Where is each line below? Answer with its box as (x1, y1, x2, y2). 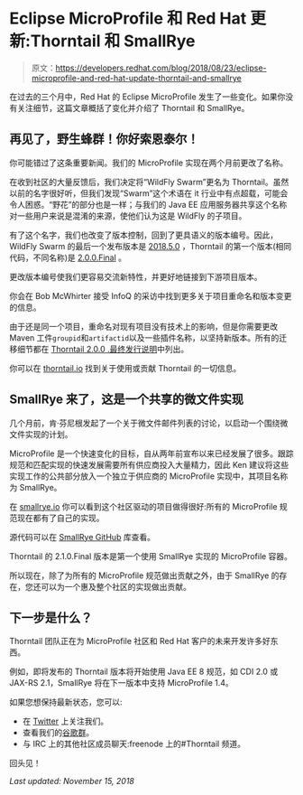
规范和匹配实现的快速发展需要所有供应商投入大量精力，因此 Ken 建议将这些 (9, 459, 289, 470)
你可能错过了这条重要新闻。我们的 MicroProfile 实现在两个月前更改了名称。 (9, 157, 289, 168)
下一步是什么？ (9, 610, 93, 625)
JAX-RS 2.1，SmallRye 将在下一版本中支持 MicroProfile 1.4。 (9, 678, 234, 688)
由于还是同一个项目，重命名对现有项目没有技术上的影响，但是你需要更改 (9, 321, 278, 332)
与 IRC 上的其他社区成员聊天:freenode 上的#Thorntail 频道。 (22, 738, 246, 750)
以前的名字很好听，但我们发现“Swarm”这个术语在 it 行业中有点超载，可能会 (9, 187, 289, 199)
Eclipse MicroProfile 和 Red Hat (9, 8, 247, 29)
